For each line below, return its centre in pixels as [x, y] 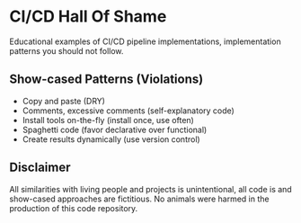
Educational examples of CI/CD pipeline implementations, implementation [145, 41]
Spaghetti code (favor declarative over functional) [115, 129]
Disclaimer [40, 168]
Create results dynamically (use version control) [111, 139]
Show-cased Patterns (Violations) [106, 80]
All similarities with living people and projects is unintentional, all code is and [150, 189]
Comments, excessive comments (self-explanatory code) [128, 111]
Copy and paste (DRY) [64, 101]
